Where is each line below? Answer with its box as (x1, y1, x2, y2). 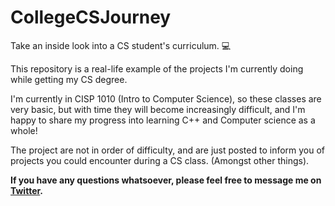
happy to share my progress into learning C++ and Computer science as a (10, 114, 316, 126)
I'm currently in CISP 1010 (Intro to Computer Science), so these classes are (10, 92, 322, 105)
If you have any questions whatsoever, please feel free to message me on (10, 174, 322, 186)
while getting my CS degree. (10, 73, 128, 85)
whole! (10, 124, 38, 136)
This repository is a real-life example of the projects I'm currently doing (10, 62, 304, 75)
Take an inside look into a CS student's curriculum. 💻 (10, 39, 232, 51)
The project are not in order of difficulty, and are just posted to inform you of (10, 144, 326, 156)
